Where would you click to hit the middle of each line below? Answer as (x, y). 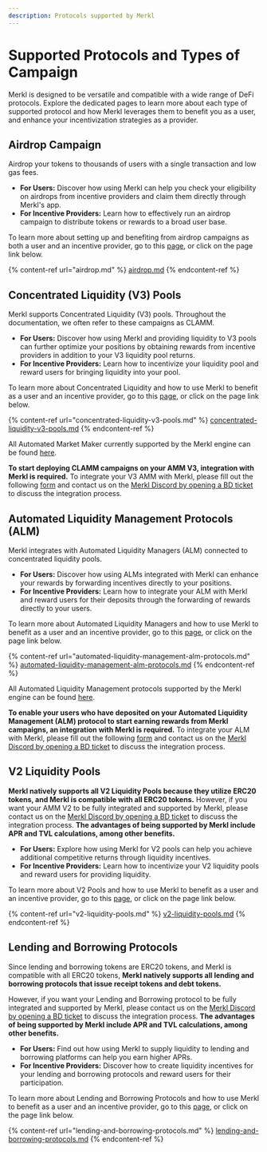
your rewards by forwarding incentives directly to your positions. (126, 583)
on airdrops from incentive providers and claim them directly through (133, 197)
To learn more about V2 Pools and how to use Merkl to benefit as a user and (133, 890)
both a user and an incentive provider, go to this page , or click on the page (131, 246)
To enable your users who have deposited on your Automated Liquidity (128, 713)
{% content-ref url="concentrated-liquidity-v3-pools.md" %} (108, 420)
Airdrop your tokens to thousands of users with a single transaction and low (132, 164)
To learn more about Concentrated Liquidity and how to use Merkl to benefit (133, 387)
